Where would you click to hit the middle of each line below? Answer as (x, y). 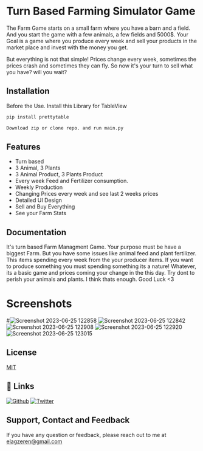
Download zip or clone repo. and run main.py (65, 128)
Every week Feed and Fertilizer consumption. (72, 181)
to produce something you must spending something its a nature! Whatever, (101, 266)
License (22, 353)
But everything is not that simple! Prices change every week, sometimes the (101, 59)
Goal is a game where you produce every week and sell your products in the (102, 41)
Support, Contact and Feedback (68, 420)
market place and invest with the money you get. (67, 47)
